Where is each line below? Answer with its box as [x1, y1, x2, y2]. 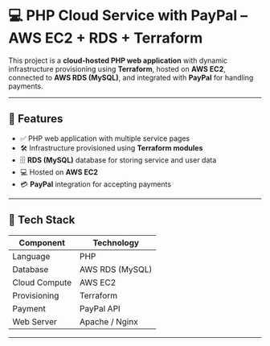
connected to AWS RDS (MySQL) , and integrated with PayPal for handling [8, 72, 254, 82]
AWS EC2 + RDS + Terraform [8, 29, 203, 47]
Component [18, 237, 66, 248]
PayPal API [79, 303, 121, 314]
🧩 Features [8, 112, 63, 126]
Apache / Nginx [79, 315, 138, 327]
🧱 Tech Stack [8, 213, 76, 227]
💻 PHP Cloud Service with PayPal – [8, 6, 247, 25]
